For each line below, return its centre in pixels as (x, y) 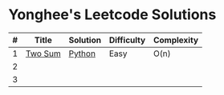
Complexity (176, 40)
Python (82, 53)
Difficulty (127, 40)
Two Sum (43, 53)
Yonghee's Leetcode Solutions (112, 15)
